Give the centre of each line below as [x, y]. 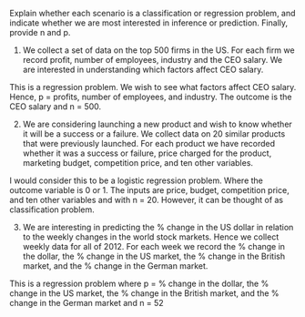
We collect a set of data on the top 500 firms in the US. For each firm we [158, 50]
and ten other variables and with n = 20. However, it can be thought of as [147, 200]
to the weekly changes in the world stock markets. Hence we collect [151, 237]
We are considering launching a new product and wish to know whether [158, 124]
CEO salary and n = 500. [56, 107]
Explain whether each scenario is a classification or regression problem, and [152, 13]
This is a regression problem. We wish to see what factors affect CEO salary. [153, 87]
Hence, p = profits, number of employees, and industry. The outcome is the [151, 97]
